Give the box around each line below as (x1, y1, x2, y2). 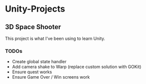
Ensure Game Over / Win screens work (12, 74, 90, 80)
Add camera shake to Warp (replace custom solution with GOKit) (12, 64, 142, 70)
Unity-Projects (5, 3, 65, 15)
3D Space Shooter (5, 23, 62, 31)
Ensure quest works (12, 69, 52, 75)
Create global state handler (12, 59, 67, 65)
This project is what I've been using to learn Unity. (5, 35, 105, 41)
